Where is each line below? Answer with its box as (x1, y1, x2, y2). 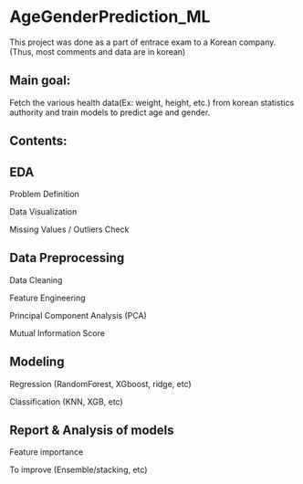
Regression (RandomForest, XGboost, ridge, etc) (9, 378, 192, 389)
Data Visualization (9, 205, 78, 216)
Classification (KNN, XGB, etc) (9, 395, 123, 407)
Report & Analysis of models (9, 422, 175, 437)
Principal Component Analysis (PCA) (9, 310, 148, 321)
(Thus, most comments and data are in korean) (9, 46, 186, 57)
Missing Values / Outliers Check (9, 224, 130, 235)
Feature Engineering (9, 292, 86, 303)
